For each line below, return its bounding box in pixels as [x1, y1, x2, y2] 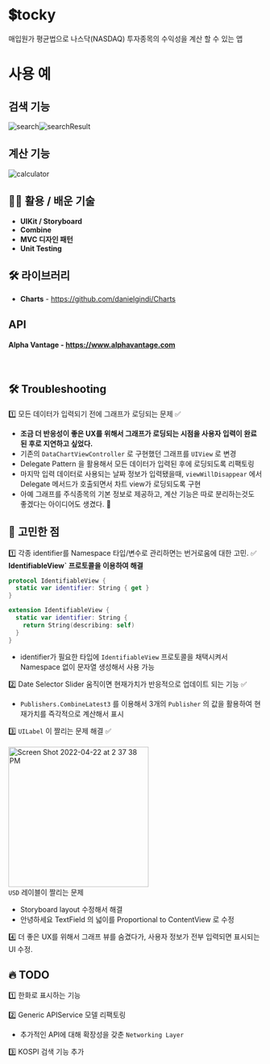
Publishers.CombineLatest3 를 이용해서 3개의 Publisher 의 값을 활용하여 [19, 699, 252, 708]
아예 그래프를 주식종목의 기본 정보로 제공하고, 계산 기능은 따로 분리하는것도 [19, 489, 255, 499]
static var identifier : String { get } [15, 584, 150, 592]
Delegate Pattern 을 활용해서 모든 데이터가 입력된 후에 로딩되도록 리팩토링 [19, 458, 255, 469]
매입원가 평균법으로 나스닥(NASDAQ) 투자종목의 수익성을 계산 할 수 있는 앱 [8, 34, 243, 44]
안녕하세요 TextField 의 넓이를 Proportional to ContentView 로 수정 [19, 914, 235, 924]
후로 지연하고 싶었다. [27, 438, 93, 449]
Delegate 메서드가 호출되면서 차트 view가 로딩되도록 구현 [19, 478, 201, 489]
